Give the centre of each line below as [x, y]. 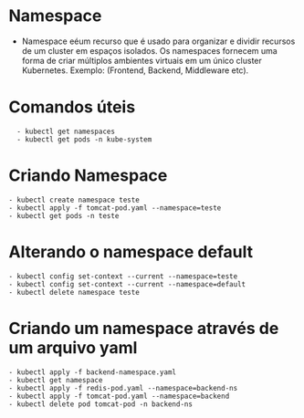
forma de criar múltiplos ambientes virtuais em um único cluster [142, 60]
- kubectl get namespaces [66, 131]
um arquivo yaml [73, 347]
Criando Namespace [88, 176]
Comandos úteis [72, 107]
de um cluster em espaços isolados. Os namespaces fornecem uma [149, 50]
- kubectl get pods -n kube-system [84, 139]
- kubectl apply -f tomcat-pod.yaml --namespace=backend [119, 396]
